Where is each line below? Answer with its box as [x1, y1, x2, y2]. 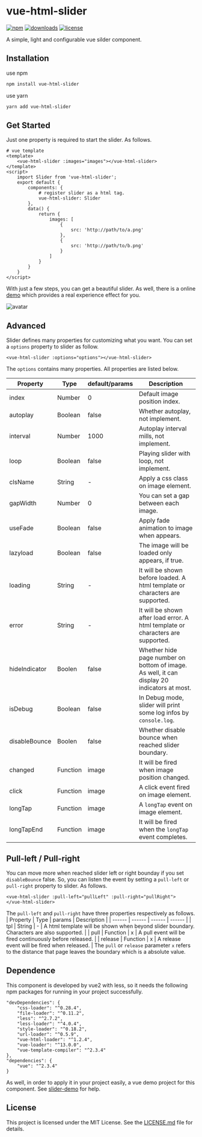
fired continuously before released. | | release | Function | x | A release [6, 935, 182, 942]
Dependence [6, 966, 56, 976]
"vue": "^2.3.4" [17, 1063, 58, 1069]
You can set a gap [138, 491, 190, 500]
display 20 [138, 676, 169, 685]
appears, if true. [138, 556, 184, 565]
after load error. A [138, 614, 189, 622]
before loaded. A [138, 574, 186, 582]
